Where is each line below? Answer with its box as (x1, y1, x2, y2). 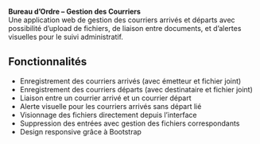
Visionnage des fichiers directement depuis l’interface (19, 110, 197, 119)
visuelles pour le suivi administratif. (8, 32, 123, 41)
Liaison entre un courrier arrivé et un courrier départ (19, 93, 192, 103)
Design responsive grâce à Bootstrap (19, 126, 142, 136)
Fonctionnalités (8, 55, 87, 68)
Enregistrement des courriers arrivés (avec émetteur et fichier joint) (19, 76, 242, 86)
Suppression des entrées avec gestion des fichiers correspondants (19, 119, 240, 128)
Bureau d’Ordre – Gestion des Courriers (8, 7, 142, 16)
